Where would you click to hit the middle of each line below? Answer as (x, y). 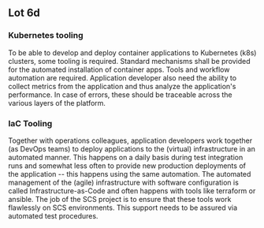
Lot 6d (24, 13)
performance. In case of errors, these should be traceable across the (120, 95)
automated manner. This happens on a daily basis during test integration (126, 157)
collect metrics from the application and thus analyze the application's (122, 86)
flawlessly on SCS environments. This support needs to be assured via (123, 207)
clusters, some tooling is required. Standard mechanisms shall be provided (129, 61)
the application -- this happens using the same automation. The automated (130, 174)
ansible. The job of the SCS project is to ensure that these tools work (120, 199)
